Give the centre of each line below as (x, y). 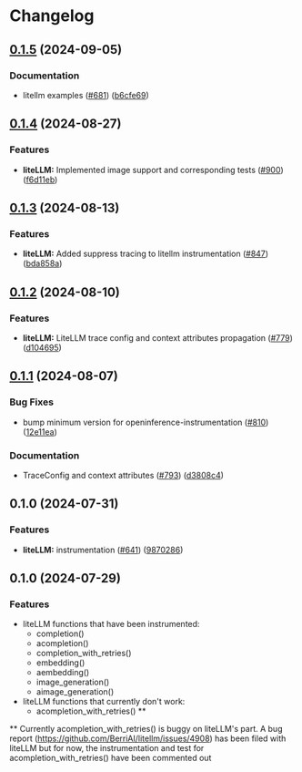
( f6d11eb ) (40, 180)
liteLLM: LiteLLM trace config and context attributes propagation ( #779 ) (158, 337)
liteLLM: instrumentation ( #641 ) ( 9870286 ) (103, 550)
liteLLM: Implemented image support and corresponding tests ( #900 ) (153, 170)
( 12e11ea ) (40, 432)
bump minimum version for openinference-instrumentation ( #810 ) (146, 422)
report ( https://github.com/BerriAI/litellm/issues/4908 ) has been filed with (148, 738)
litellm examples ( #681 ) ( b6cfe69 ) (86, 95)
